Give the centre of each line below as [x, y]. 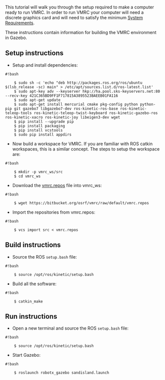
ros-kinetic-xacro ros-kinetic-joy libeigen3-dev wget [63, 117]
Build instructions [33, 245]
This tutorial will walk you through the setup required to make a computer [80, 7]
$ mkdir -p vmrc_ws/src [39, 172]
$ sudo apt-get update [37, 100]
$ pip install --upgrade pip [44, 121]
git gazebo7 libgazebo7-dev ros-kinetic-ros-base [66, 109]
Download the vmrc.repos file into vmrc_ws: [57, 185]
